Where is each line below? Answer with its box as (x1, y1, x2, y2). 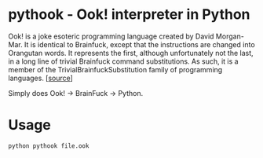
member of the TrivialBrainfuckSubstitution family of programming (8, 64, 223, 74)
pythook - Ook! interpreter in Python (8, 6, 250, 24)
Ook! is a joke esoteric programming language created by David (8, 31, 214, 41)
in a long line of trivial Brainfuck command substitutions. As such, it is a (8, 57, 239, 66)
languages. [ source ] (8, 73, 73, 83)
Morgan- (215, 31, 245, 41)
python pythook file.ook (8, 141, 89, 150)
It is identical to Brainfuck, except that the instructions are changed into (24, 39, 255, 49)
